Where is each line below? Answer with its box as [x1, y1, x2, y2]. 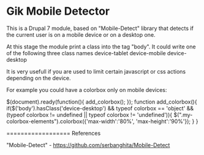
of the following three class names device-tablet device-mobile [6, 49, 167, 56]
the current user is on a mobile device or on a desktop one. [6, 31, 156, 38]
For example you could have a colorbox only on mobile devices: [6, 86, 167, 93]
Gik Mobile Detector [6, 4, 110, 18]
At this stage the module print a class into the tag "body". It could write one [6, 43, 196, 50]
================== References [6, 129, 101, 137]
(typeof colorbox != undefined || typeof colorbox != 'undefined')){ [6, 111, 173, 118]
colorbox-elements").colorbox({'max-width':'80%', [6, 118, 135, 125]
